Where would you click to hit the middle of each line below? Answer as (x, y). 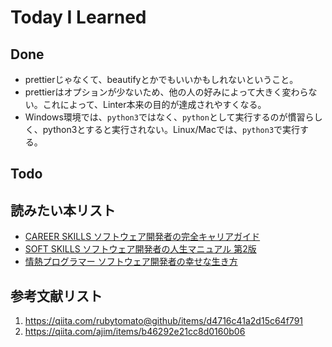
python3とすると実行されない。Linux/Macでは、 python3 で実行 (171, 129)
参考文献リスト (56, 296)
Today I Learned (78, 17)
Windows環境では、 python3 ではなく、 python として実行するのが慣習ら (169, 117)
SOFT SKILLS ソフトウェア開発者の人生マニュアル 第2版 (140, 249)
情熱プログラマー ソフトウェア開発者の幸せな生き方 (131, 262)
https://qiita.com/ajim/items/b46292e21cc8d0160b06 (135, 332)
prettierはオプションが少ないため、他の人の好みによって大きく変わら (166, 92)
